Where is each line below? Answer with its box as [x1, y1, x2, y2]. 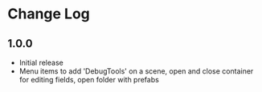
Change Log [7, 5, 90, 23]
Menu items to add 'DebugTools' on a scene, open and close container [18, 66, 254, 76]
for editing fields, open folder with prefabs [18, 75, 160, 84]
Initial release [18, 58, 63, 67]
